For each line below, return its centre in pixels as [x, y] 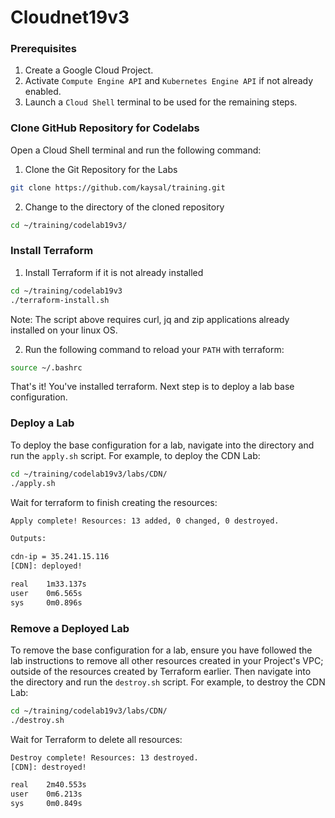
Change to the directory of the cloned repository [124, 207]
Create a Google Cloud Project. [89, 70]
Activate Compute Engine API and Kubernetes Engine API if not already [169, 81]
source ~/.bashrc [46, 367]
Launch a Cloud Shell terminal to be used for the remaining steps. [161, 102]
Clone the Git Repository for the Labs [101, 169]
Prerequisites [43, 49]
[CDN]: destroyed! [48, 767]
